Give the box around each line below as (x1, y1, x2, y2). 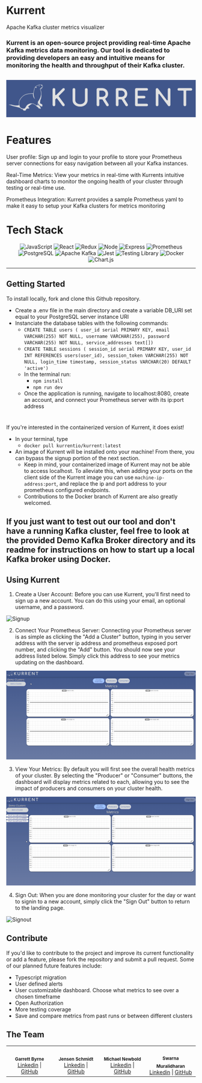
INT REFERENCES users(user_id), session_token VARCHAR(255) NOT (23, 353, 189, 359)
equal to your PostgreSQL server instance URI (14, 313, 129, 320)
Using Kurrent (6, 575, 60, 585)
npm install (32, 378, 63, 384)
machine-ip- (135, 475, 165, 481)
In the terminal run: (23, 371, 71, 378)
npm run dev (32, 384, 63, 390)
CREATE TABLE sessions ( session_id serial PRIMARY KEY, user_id (23, 346, 191, 352)
